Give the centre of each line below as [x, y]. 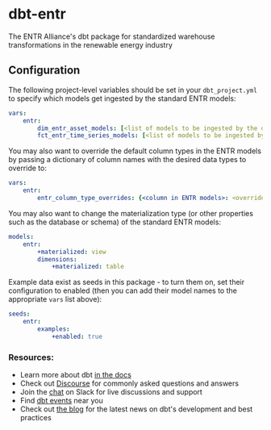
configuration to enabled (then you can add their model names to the [123, 290]
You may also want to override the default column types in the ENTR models [135, 151]
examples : [54, 329]
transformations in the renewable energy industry [91, 44]
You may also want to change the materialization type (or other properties [131, 213]
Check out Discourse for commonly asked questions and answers [129, 383]
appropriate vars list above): [55, 299]
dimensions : [58, 259]
